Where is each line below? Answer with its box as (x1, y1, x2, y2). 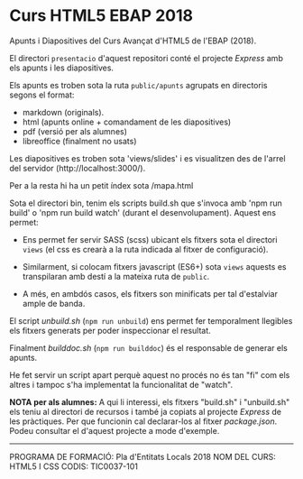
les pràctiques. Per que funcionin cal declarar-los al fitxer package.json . (9, 416, 278, 427)
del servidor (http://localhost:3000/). (9, 162, 146, 173)
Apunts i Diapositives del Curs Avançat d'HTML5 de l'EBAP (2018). (9, 35, 257, 46)
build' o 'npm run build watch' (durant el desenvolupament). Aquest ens (9, 207, 277, 217)
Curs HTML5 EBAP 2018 (9, 5, 194, 26)
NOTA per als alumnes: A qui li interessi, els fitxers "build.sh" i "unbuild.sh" (9, 396, 290, 407)
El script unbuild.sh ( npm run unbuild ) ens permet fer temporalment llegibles (9, 315, 293, 326)
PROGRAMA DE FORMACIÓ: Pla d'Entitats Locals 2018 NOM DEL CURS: (9, 451, 277, 462)
